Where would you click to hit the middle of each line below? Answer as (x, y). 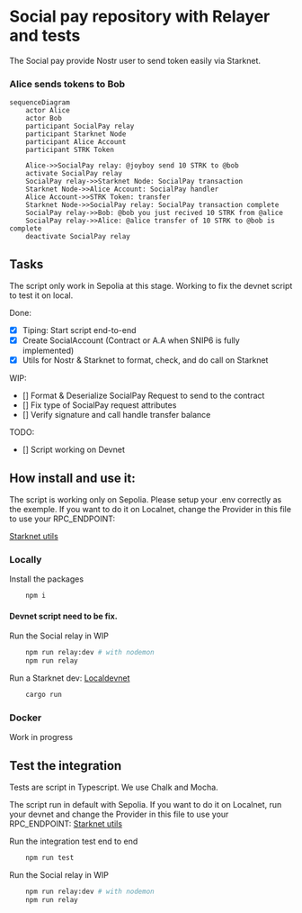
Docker (26, 718)
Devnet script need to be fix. (64, 616)
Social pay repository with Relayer (140, 17)
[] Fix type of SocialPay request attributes (99, 405)
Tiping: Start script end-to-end (79, 330)
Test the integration (66, 766)
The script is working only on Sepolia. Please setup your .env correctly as (146, 500)
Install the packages (46, 579)
